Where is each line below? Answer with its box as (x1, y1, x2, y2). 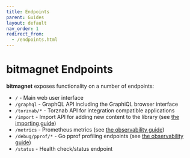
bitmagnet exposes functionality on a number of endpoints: (6, 82, 155, 90)
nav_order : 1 (6, 25, 39, 32)
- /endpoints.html (11, 37, 58, 43)
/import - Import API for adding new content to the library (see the (14, 113, 180, 120)
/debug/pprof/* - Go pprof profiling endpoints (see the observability (14, 132, 184, 139)
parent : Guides (6, 14, 44, 20)
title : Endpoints (6, 8, 50, 15)
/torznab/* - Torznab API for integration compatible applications (14, 106, 175, 114)
